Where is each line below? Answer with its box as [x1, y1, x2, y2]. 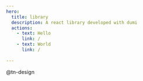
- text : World [16, 42, 51, 48]
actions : [11, 25, 33, 31]
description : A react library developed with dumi [11, 19, 138, 25]
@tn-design [6, 68, 35, 75]
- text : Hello [16, 31, 51, 36]
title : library [11, 14, 49, 20]
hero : [6, 8, 19, 15]
